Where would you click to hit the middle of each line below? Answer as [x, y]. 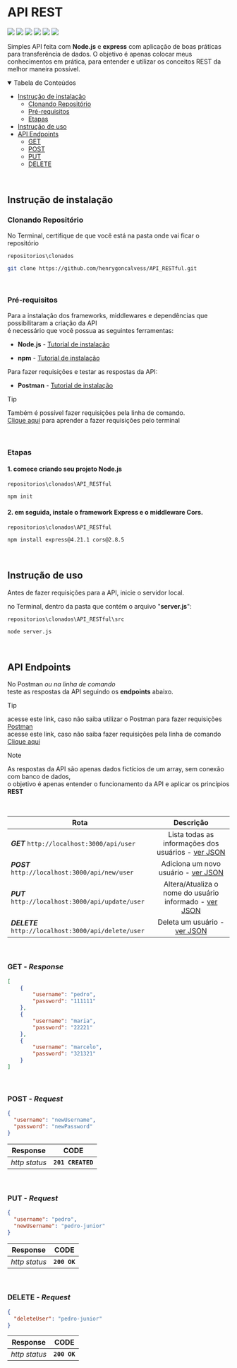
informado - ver [191, 902]
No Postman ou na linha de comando [61, 684]
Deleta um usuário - [191, 922]
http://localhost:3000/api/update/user [78, 902]
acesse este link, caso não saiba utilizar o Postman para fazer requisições [115, 719]
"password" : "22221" [63, 1027]
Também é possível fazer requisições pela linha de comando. [96, 413]
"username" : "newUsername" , [55, 1120]
